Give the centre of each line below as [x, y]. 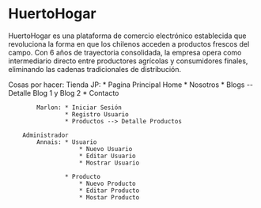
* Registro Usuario [96, 114]
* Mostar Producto [109, 197]
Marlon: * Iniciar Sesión [79, 108]
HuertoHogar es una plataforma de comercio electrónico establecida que [127, 36]
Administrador [45, 135]
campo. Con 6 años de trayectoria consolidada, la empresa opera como [125, 52]
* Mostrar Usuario [109, 163]
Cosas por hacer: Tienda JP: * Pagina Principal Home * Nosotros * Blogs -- [131, 85]
